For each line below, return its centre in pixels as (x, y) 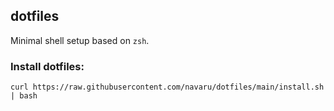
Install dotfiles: (47, 66)
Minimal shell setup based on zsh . (80, 40)
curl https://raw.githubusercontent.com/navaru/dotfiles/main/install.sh (167, 87)
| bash (24, 96)
